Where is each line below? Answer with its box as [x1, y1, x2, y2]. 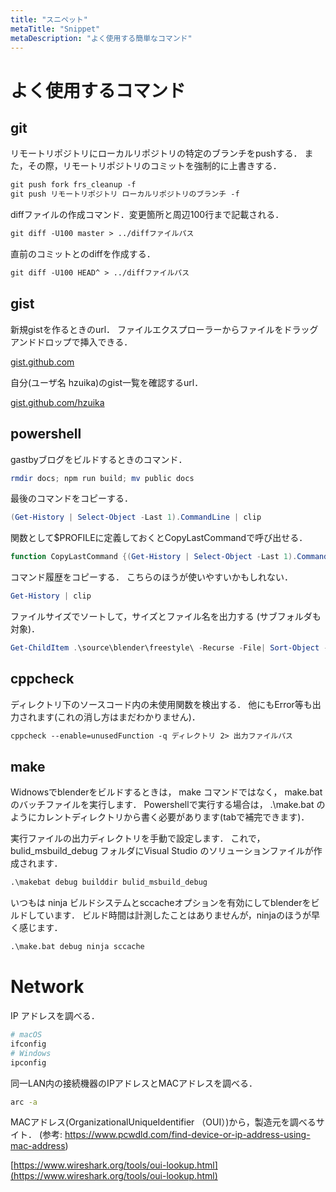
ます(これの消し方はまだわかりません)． [36, 711, 201, 723]
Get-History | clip [10, 591, 92, 601]
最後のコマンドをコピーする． [10, 492, 133, 505]
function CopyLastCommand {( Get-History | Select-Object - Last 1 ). [10, 552, 298, 562]
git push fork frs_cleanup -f [10, 180, 137, 190]
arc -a [10, 1097, 38, 1107]
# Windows [10, 1048, 52, 1058]
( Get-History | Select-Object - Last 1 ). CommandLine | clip [10, 512, 262, 523]
